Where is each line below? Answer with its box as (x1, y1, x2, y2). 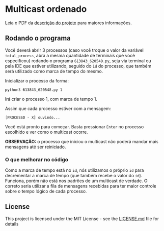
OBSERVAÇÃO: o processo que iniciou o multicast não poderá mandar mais (5, 138, 159, 144)
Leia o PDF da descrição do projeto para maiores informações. (5, 20, 132, 26)
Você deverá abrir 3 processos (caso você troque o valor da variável (5, 47, 144, 53)
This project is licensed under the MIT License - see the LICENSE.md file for (5, 216, 159, 222)
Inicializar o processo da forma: (5, 77, 69, 83)
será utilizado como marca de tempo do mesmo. (5, 68, 103, 74)
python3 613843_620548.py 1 (5, 87, 63, 92)
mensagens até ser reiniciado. (5, 144, 66, 150)
